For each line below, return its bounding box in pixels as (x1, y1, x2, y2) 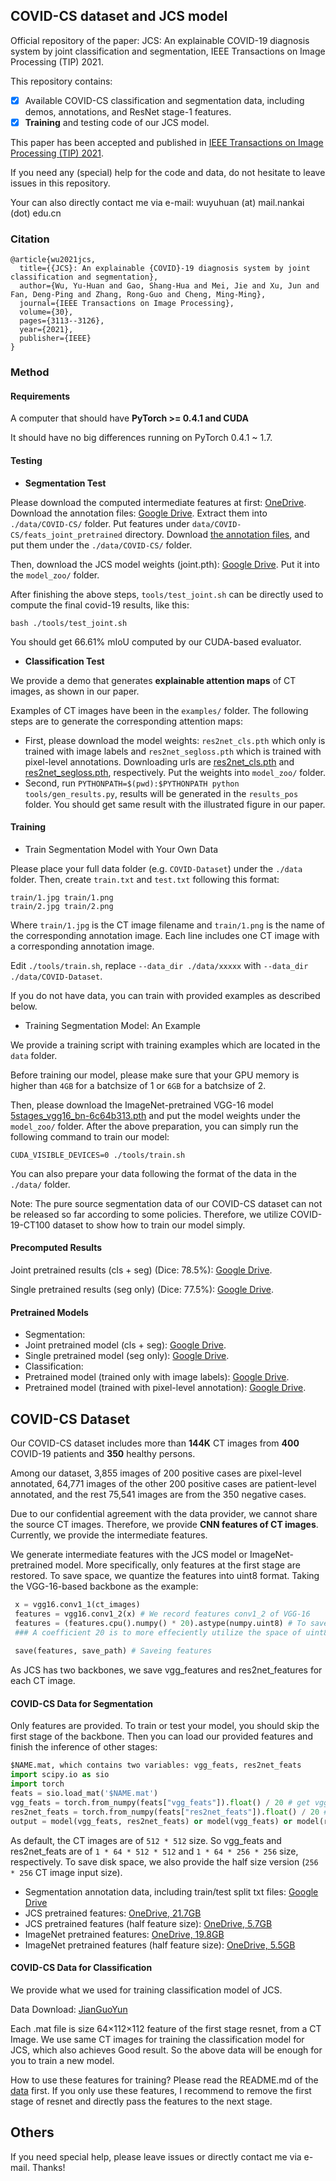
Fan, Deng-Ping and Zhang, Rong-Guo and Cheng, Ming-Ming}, (10, 290, 267, 300)
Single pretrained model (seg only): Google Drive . (24, 1350, 230, 1362)
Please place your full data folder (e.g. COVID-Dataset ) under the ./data (10, 862, 303, 874)
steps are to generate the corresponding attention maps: (10, 715, 243, 727)
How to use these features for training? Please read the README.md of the (10, 2074, 319, 2086)
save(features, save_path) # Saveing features (14, 1646, 213, 1656)
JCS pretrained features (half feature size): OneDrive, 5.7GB (24, 1917, 273, 1929)
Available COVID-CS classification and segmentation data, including (24, 94, 305, 106)
